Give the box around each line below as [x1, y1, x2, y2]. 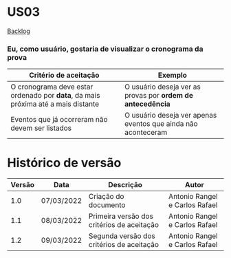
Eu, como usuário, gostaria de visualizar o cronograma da [7, 44, 203, 54]
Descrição [108, 180, 143, 190]
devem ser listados [10, 123, 72, 133]
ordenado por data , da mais [10, 91, 100, 100]
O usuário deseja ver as [124, 82, 201, 92]
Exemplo [157, 70, 188, 80]
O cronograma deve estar [10, 82, 93, 92]
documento [88, 200, 126, 210]
